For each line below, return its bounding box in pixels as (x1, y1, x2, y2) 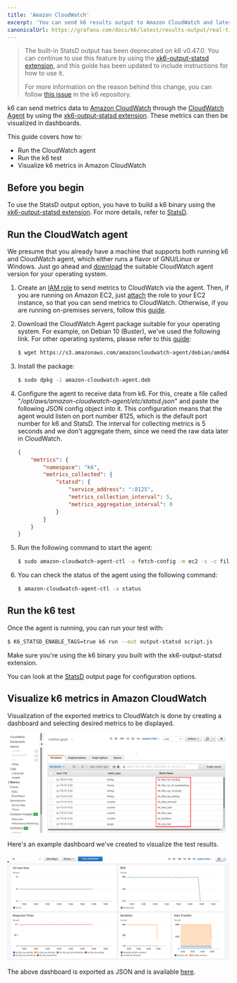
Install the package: (17, 362, 75, 370)
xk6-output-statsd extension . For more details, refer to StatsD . (7, 208, 188, 217)
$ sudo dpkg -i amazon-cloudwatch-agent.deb (17, 376, 151, 383)
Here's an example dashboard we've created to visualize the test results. (7, 840, 219, 849)
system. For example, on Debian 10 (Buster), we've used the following (17, 327, 221, 335)
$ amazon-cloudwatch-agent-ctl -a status (17, 585, 142, 592)
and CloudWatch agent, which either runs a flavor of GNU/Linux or (7, 255, 200, 263)
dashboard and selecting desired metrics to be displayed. (7, 719, 175, 727)
